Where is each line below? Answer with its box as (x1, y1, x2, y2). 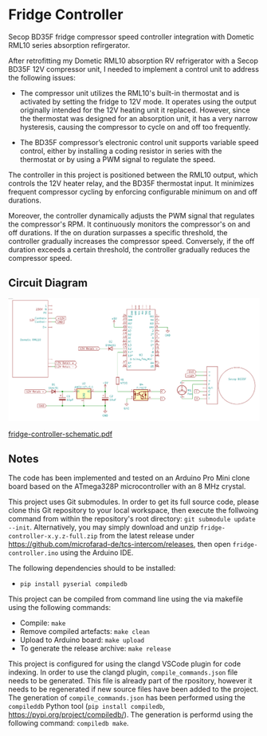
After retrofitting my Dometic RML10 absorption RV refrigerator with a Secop (8, 56, 259, 65)
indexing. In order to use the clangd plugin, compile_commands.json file (8, 667, 238, 677)
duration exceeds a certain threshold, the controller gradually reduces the (8, 245, 250, 254)
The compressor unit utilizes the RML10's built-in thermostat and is (19, 88, 240, 97)
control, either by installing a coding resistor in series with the (19, 146, 222, 155)
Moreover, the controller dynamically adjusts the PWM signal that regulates (8, 211, 255, 220)
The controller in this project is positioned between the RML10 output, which (8, 170, 258, 179)
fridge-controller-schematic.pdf (8, 429, 113, 439)
